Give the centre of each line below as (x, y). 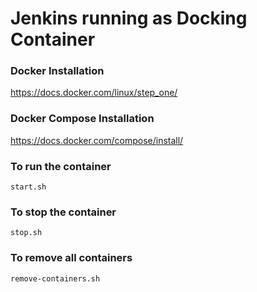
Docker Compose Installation (82, 119)
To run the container (61, 166)
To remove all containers (71, 258)
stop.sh (26, 233)
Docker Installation (57, 71)
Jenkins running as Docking (129, 18)
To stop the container (63, 212)
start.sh (28, 187)
